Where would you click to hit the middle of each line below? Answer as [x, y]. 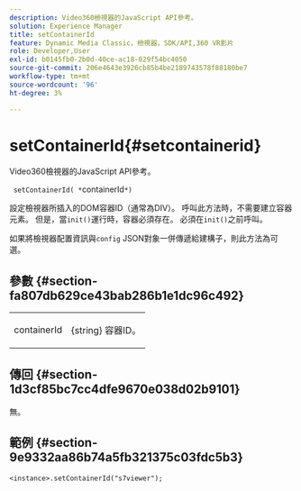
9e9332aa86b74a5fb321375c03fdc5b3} [126, 457]
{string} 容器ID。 [106, 331]
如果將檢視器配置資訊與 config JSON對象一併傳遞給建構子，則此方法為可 [144, 239]
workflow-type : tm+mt [50, 77]
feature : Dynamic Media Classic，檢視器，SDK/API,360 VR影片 [122, 43]
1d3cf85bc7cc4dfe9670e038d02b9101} [125, 389]
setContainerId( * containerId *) [73, 189]
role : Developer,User [50, 51]
